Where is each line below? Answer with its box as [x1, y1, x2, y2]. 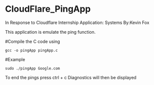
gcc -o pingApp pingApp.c [5, 48, 58, 53]
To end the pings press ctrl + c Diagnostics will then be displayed [5, 74, 137, 80]
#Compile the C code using [5, 38, 60, 44]
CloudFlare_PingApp [5, 3, 91, 15]
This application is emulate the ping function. [5, 29, 96, 35]
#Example [5, 56, 25, 62]
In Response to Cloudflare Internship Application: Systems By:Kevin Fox [5, 20, 150, 25]
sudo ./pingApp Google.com [5, 66, 60, 71]
